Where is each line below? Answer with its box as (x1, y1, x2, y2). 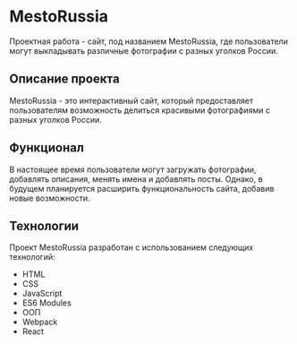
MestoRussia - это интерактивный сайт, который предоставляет (9, 95, 253, 106)
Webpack (21, 316, 58, 328)
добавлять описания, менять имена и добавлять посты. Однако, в (9, 173, 263, 185)
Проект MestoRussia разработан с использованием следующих (9, 242, 254, 253)
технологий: (9, 252, 55, 262)
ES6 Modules (21, 297, 72, 308)
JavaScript (21, 288, 63, 299)
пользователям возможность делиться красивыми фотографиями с (9, 105, 271, 116)
